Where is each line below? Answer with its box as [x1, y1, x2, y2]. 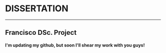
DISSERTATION [5, 3, 69, 14]
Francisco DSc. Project [5, 28, 77, 37]
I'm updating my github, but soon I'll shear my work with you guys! [5, 42, 145, 48]
